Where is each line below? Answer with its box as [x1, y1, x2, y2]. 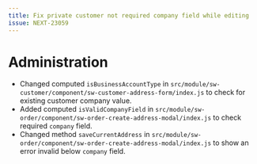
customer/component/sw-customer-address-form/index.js [19, 89, 205, 97]
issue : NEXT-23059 [8, 19, 69, 27]
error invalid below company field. [19, 147, 126, 156]
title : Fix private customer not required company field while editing [8, 11, 249, 20]
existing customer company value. [19, 96, 132, 105]
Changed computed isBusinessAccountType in [19, 79, 169, 89]
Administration [8, 53, 108, 71]
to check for [206, 88, 246, 97]
